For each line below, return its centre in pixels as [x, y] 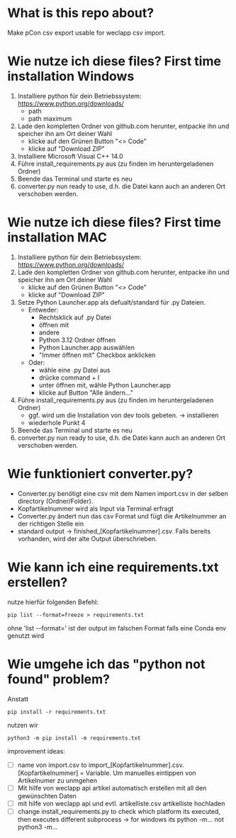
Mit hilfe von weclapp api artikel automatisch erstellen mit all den [112, 788]
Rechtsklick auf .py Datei [75, 317]
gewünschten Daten [47, 795]
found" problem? [58, 679]
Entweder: [43, 310]
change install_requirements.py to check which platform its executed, [119, 811]
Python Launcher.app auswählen [86, 347]
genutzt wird [26, 635]
